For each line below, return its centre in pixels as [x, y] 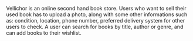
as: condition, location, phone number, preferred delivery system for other [96, 20]
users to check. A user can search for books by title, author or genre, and [95, 27]
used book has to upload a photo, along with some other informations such [97, 14]
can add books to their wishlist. [44, 33]
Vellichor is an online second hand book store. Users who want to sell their [96, 8]
